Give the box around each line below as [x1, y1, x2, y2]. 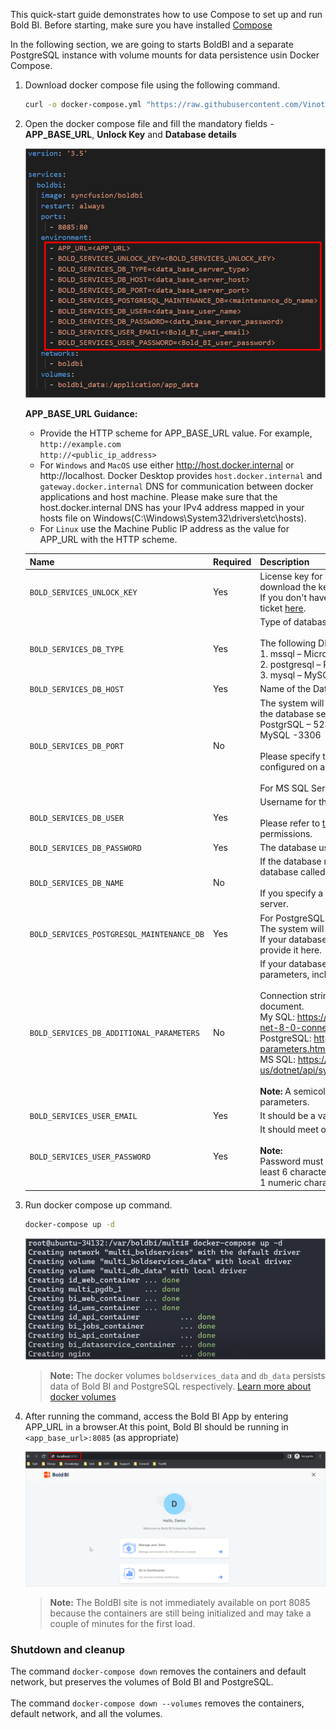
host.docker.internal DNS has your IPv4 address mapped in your [39, 502, 305, 514]
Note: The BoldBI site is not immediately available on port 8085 [49, 1596, 311, 1608]
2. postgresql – [259, 659, 322, 671]
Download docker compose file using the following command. [24, 79, 281, 91]
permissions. [259, 827, 313, 839]
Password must [259, 1155, 324, 1168]
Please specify [259, 750, 321, 762]
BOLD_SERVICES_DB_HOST [29, 685, 125, 695]
